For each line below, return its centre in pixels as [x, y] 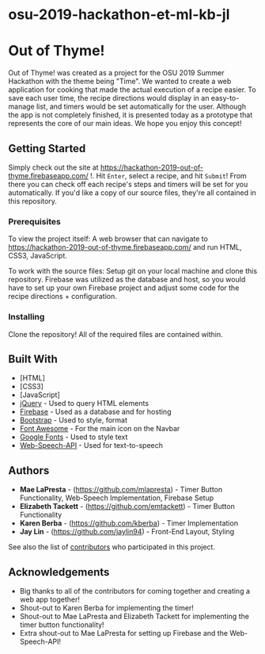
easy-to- [225, 98]
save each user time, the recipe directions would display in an [109, 98]
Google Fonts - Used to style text [74, 437]
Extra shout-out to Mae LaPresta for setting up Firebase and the [123, 633]
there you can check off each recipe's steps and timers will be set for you [128, 184]
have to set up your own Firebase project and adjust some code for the [124, 288]
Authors [29, 470]
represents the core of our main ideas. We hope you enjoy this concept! [125, 124]
